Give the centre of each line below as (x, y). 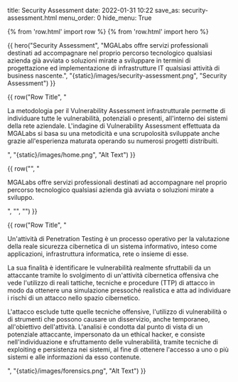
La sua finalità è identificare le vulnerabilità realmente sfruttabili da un (109, 267)
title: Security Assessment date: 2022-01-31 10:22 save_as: (94, 10)
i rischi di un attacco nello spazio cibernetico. (74, 298)
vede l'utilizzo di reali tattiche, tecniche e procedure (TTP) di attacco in (111, 283)
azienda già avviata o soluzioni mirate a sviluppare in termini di (99, 60)
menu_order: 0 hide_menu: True (105, 18)
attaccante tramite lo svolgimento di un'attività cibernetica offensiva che (113, 275)
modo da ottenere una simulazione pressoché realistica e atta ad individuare (119, 290)
